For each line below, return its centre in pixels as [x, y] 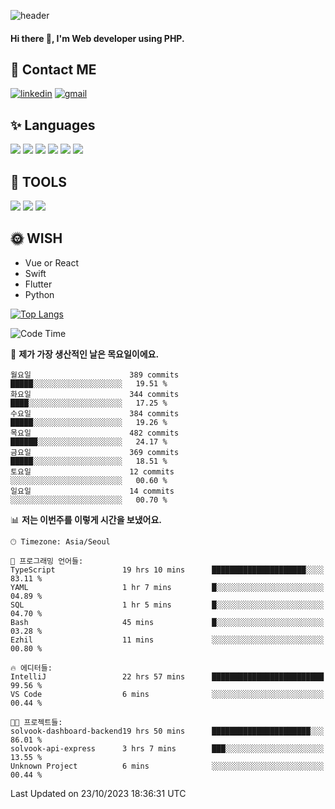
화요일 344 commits [95, 394]
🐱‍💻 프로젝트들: [36, 722]
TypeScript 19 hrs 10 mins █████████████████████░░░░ [167, 570]
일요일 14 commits [92, 491]
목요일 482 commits [95, 433]
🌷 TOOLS [39, 181]
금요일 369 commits [95, 452]
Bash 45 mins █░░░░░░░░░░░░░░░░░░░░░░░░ [167, 622]
